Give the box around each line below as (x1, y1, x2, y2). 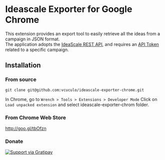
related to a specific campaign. (5, 46, 69, 52)
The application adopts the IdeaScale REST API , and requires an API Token (5, 41, 159, 47)
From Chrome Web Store (5, 114, 66, 121)
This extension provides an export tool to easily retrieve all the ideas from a (5, 30, 160, 36)
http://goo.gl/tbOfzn (5, 125, 46, 131)
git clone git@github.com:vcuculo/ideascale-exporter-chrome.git (5, 87, 144, 92)
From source (5, 76, 36, 83)
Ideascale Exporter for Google (5, 3, 132, 15)
